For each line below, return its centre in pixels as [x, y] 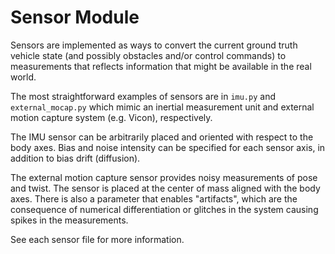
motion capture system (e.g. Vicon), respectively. [111, 117]
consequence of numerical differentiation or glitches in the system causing [164, 209]
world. [23, 77]
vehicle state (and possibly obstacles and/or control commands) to [148, 55]
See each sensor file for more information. [97, 239]
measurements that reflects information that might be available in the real [161, 66]
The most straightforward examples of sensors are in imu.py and [143, 96]
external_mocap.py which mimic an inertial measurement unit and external [162, 107]
